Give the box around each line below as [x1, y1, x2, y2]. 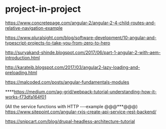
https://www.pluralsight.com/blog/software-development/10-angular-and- [5, 35, 157, 41]
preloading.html [5, 69, 37, 75]
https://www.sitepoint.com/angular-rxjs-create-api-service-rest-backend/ [5, 109, 157, 115]
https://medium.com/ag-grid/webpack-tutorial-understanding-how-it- [14, 88, 157, 94]
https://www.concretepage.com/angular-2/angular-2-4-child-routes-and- [5, 20, 156, 26]
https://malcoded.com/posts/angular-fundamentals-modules [5, 79, 130, 85]
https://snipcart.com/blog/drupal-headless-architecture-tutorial [5, 118, 135, 124]
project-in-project [5, 3, 81, 15]
